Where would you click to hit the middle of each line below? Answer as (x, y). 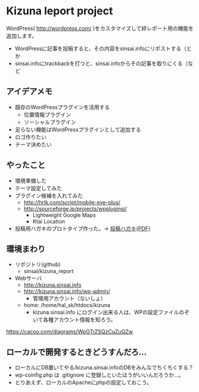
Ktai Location (49, 221)
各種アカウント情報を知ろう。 (79, 320)
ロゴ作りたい (30, 137)
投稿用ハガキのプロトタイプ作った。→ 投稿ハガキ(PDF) (83, 228)
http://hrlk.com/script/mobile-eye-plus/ (72, 202)
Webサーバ (28, 278)
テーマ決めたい (33, 144)
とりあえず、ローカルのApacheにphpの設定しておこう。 (83, 382)
